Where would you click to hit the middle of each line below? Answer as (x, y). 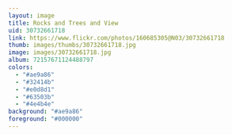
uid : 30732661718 (37, 30)
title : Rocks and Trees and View (63, 23)
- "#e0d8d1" (35, 89)
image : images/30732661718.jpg (60, 52)
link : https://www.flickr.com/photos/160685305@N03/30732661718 (116, 38)
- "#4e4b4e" (35, 104)
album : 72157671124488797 (51, 60)
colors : (21, 67)
